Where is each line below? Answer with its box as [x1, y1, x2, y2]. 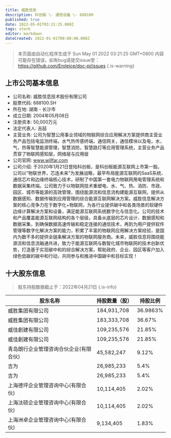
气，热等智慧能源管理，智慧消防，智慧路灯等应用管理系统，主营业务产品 [12, 144, 164, 151]
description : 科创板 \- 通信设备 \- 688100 [5, 12, 94, 17]
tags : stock [5, 27, 31, 32]
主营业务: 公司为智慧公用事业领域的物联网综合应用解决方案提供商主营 [12, 131, 158, 138]
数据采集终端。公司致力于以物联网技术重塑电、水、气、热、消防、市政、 [12, 182, 164, 189]
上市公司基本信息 [5, 79, 59, 87]
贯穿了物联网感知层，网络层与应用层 [12, 151, 89, 157]
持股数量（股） [96, 297, 133, 304]
